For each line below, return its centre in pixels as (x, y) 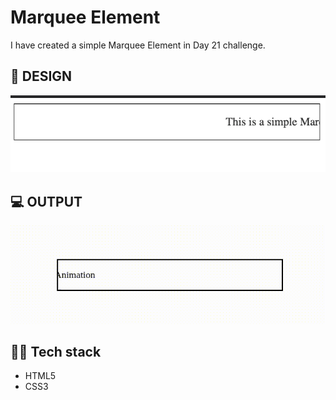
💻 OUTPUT (46, 201)
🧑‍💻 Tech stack (56, 351)
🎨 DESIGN (41, 76)
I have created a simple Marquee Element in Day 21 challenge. (138, 45)
